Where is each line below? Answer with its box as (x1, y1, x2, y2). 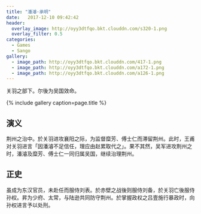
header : (6, 20, 26, 26)
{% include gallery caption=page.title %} (6, 100, 106, 107)
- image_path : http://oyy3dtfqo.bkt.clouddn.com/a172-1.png (11, 64, 165, 71)
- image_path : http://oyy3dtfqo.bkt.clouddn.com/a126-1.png (11, 70, 165, 76)
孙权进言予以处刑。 (6, 201, 54, 209)
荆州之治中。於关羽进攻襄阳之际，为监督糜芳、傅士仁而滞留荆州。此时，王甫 (6, 135, 195, 143)
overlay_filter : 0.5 (11, 31, 63, 37)
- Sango (11, 48, 31, 54)
